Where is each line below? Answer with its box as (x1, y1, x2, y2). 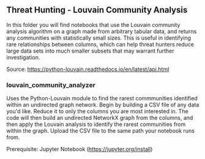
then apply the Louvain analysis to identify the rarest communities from (6, 120, 186, 128)
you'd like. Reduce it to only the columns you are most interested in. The (6, 108, 188, 115)
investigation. (6, 53, 40, 61)
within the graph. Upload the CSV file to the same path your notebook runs (6, 127, 195, 135)
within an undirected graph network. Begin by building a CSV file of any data (6, 101, 199, 109)
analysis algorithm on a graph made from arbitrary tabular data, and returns (6, 28, 197, 35)
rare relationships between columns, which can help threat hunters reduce (6, 40, 195, 48)
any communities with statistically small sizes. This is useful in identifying (6, 34, 192, 42)
